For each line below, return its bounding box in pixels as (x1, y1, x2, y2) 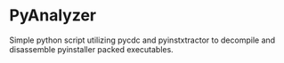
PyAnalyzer (9, 5, 96, 26)
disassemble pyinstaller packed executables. (9, 43, 174, 54)
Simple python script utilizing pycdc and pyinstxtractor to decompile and (9, 35, 276, 45)
